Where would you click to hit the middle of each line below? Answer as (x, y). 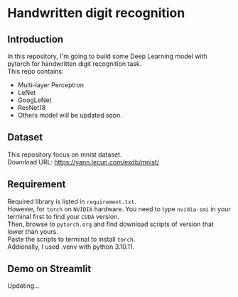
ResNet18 (32, 107)
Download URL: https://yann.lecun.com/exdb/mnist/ (83, 162)
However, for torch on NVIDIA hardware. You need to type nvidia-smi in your (119, 209)
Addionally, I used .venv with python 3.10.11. (71, 247)
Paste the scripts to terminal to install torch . (71, 239)
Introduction (36, 39)
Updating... (24, 286)
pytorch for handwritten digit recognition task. (75, 64)
